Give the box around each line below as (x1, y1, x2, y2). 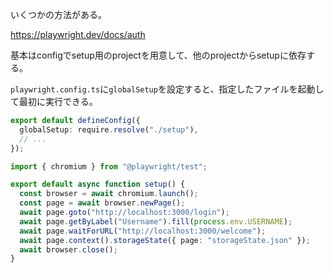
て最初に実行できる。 (10, 96, 98, 107)
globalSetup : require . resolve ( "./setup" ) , (19, 124, 199, 135)
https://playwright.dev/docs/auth (10, 29, 146, 40)
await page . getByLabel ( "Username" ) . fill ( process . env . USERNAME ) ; (19, 216, 293, 227)
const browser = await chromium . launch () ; (19, 189, 199, 199)
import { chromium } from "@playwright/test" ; (10, 161, 208, 172)
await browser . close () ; (19, 244, 118, 255)
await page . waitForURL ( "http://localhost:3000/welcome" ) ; (19, 226, 267, 236)
